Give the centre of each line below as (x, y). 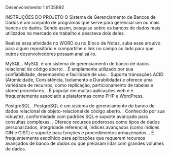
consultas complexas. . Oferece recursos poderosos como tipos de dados (82, 122)
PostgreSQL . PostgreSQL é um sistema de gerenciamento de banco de (80, 106)
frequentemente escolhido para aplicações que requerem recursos (75, 138)
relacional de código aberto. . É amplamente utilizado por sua (69, 69)
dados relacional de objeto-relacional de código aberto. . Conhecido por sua (85, 111)
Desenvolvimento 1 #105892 (35, 7)
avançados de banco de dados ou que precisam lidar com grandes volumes (84, 143)
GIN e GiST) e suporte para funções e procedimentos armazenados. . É (80, 133)
